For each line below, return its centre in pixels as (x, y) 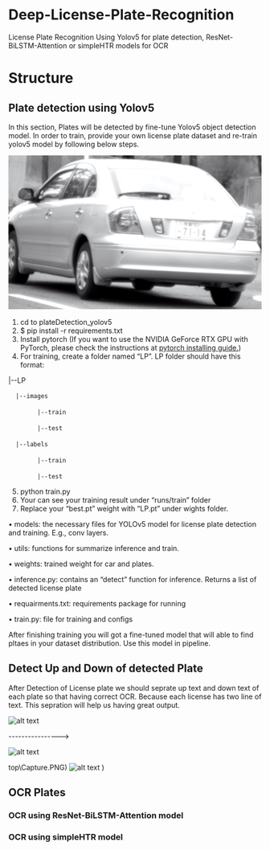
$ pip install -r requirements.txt (71, 331)
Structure (41, 78)
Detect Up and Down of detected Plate (106, 669)
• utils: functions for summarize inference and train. (94, 548)
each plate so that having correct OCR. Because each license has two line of (135, 696)
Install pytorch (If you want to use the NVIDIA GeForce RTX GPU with (134, 339)
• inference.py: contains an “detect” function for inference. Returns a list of (133, 580)
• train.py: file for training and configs (71, 619)
